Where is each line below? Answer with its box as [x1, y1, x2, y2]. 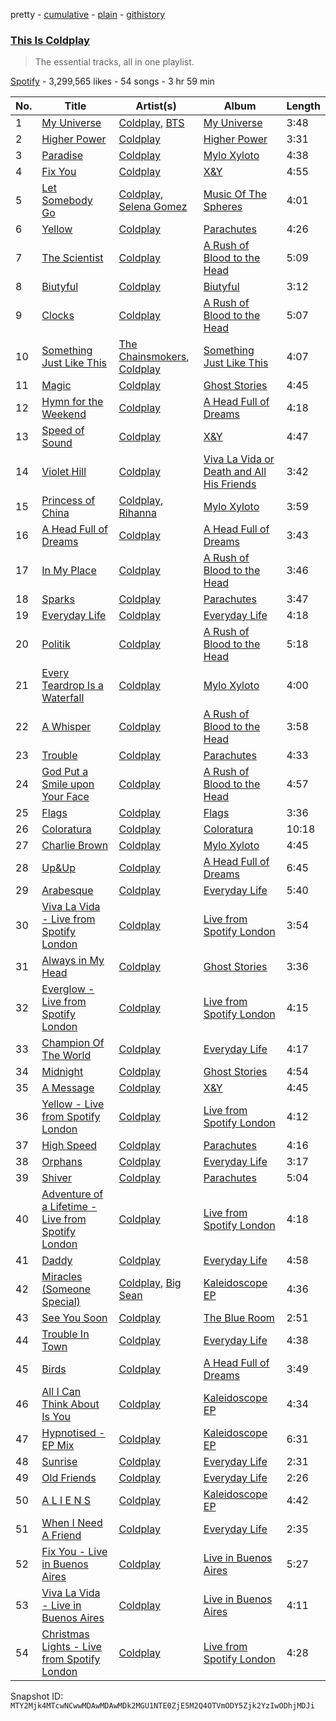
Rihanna [118, 506, 158, 520]
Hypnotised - [41, 1426, 106, 1440]
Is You [41, 1410, 72, 1424]
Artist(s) [135, 99, 177, 113]
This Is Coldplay [10, 33, 90, 47]
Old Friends [41, 1471, 97, 1485]
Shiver [41, 1171, 72, 1185]
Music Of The [203, 187, 268, 201]
